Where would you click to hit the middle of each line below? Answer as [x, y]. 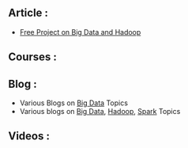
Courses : [33, 57]
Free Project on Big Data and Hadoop [80, 32]
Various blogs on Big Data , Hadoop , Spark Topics [100, 112]
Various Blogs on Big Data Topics [74, 103]
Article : [28, 13]
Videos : [29, 137]
